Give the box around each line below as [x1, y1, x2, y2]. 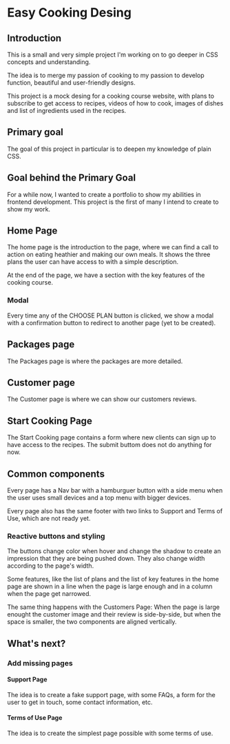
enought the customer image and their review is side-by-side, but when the [7, 610, 222, 619]
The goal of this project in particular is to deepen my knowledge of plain [7, 145, 211, 153]
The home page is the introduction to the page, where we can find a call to [7, 243, 219, 251]
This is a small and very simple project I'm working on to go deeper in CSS [7, 50, 218, 59]
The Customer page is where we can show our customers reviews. [7, 395, 197, 404]
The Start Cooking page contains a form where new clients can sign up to [7, 433, 216, 442]
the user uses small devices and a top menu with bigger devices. [7, 493, 191, 502]
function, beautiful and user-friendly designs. [7, 79, 136, 87]
